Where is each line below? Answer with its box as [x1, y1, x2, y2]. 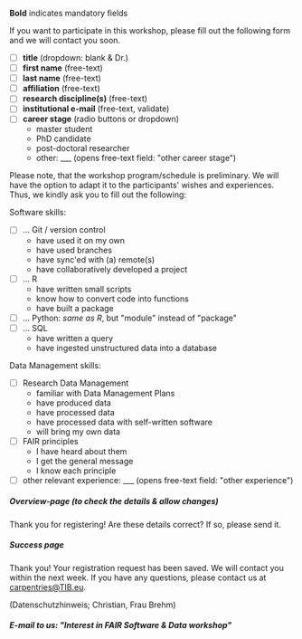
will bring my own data [35, 425, 120, 437]
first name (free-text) [22, 62, 104, 73]
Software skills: [9, 207, 66, 218]
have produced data [35, 397, 111, 408]
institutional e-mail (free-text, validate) [22, 103, 170, 114]
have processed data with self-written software [35, 416, 212, 427]
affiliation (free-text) [22, 83, 101, 94]
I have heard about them [35, 445, 127, 456]
